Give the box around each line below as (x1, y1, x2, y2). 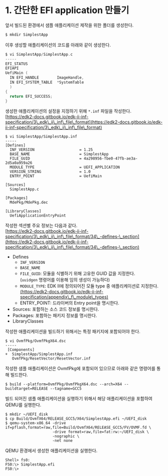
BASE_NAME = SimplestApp (10, 151, 109, 157)
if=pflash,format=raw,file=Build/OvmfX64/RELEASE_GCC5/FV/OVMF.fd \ (5, 425, 151, 430)
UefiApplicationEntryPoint (10, 213, 66, 218)
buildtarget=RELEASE (5, 386, 49, 391)
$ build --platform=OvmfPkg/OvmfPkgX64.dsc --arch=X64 (5, 382, 122, 387)
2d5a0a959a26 (5, 161, 33, 166)
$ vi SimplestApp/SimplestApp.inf (5, 134, 78, 139)
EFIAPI (5, 66, 19, 71)
